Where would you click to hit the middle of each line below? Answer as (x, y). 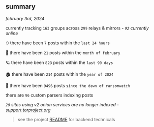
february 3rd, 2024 (25, 18)
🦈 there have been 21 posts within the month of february (63, 53)
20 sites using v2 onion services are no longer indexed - (62, 104)
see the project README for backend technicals (66, 119)
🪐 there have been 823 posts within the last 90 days (59, 63)
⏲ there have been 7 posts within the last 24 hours (58, 43)
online (12, 33)
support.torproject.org (28, 110)
